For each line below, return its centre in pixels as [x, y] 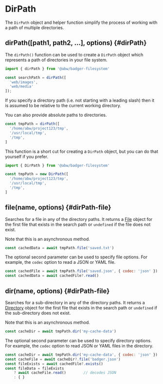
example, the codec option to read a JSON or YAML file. [60, 262]
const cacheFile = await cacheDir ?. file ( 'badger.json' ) [63, 359]
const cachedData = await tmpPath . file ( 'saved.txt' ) [60, 248]
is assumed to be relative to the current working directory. [63, 106]
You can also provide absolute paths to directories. [56, 115]
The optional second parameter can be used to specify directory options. [78, 340]
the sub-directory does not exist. [38, 313]
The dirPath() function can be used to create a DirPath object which [74, 55]
